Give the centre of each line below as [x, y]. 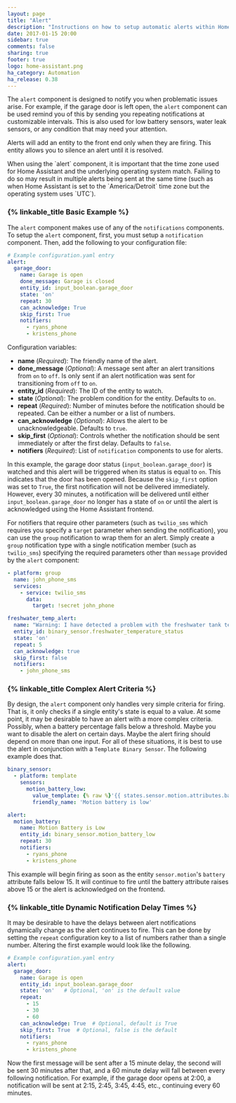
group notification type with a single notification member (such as [102, 546]
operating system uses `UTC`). [52, 194]
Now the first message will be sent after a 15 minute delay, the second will [114, 1063]
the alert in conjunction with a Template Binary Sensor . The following [107, 749]
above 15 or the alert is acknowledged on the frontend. [86, 889]
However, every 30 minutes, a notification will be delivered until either [108, 494]
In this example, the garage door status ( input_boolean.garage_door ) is [110, 465]
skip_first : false [41, 658]
